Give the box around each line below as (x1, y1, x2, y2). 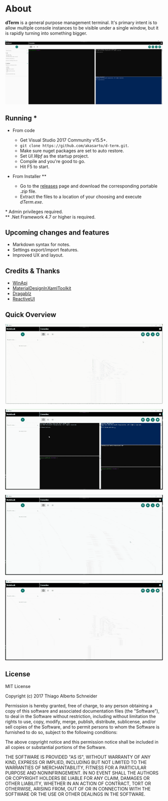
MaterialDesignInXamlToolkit (12, 285, 71, 291)
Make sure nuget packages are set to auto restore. (19, 147, 124, 153)
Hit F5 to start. (19, 163, 50, 169)
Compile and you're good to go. (19, 158, 85, 164)
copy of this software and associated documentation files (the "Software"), (5, 708, 160, 714)
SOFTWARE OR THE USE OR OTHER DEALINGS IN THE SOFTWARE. (5, 791, 145, 797)
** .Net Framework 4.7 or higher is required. (5, 213, 96, 220)
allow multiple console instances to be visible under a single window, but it (5, 24, 159, 30)
